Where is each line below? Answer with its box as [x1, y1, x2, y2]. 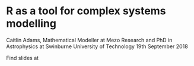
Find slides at [6, 54, 39, 61]
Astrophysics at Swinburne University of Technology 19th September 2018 [6, 43, 188, 50]
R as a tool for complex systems [6, 4, 166, 18]
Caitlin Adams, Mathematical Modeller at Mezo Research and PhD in [6, 36, 173, 43]
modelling [6, 17, 56, 30]
